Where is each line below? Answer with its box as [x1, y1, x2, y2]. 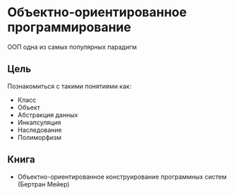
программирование [7, 19, 132, 35]
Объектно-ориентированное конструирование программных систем [17, 172, 227, 181]
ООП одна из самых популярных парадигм [7, 42, 137, 51]
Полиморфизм [17, 133, 62, 141]
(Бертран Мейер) [17, 179, 70, 188]
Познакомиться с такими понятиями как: [7, 82, 132, 90]
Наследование [17, 125, 62, 134]
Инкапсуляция [17, 118, 61, 126]
